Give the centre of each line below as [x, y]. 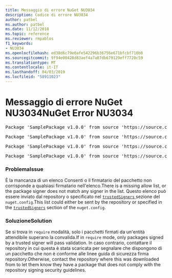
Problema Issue [24, 169]
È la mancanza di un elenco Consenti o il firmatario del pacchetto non [79, 181]
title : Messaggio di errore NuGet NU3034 [50, 10]
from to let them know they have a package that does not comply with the [83, 265]
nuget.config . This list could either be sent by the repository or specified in [84, 202]
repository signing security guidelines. [46, 270]
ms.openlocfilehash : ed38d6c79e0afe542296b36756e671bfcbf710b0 [74, 53]
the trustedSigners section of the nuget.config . [56, 208]
